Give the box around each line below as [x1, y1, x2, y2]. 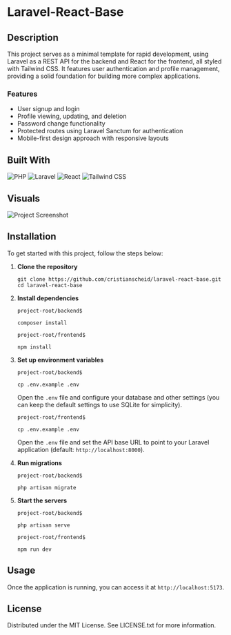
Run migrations [17, 458, 62, 467]
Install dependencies [17, 294, 79, 302]
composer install [17, 319, 68, 326]
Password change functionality [17, 119, 106, 128]
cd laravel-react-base [17, 282, 83, 289]
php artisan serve [17, 522, 70, 529]
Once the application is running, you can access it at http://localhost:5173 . [7, 583, 225, 591]
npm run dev [17, 546, 52, 553]
